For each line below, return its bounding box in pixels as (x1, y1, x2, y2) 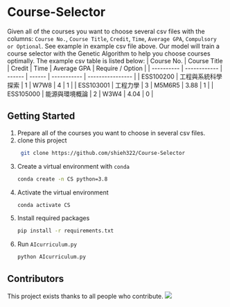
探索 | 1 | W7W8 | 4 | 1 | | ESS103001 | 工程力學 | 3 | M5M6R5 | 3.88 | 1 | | (7, 81, 213, 89)
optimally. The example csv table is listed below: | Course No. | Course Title (7, 56, 223, 65)
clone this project (17, 136, 67, 144)
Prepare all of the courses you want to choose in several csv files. (17, 128, 206, 137)
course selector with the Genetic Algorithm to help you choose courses (7, 49, 211, 58)
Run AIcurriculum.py (17, 240, 78, 249)
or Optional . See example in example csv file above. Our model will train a (7, 42, 220, 50)
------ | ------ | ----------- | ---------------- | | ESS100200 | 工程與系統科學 (7, 72, 223, 81)
